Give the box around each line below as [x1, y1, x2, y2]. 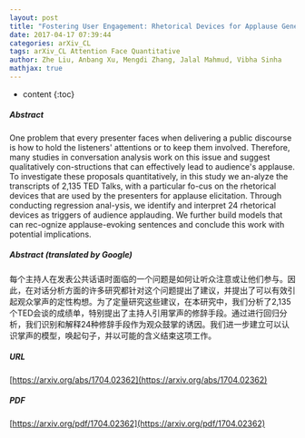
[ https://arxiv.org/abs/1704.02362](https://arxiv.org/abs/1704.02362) [9, 374, 268, 385]
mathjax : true [9, 64, 64, 73]
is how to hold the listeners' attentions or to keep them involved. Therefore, [9, 141, 290, 152]
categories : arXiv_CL [9, 38, 92, 48]
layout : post [9, 13, 59, 23]
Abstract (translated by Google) [9, 249, 133, 260]
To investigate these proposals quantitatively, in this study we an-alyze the [9, 170, 289, 181]
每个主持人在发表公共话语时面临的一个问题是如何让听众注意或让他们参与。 [9, 273, 288, 284]
